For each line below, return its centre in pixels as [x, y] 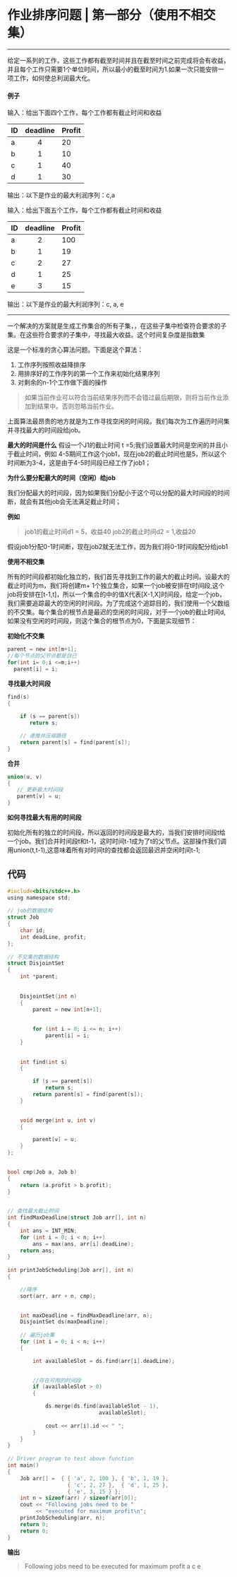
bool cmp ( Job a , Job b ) [42, 1172]
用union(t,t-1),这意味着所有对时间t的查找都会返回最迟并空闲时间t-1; [104, 850]
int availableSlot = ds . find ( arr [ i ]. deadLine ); [104, 1361]
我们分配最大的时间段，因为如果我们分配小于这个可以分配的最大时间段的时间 [119, 493]
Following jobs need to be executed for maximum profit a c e [113, 1566]
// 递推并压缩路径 [43, 736]
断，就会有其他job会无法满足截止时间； [65, 502]
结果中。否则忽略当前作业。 [77, 406]
